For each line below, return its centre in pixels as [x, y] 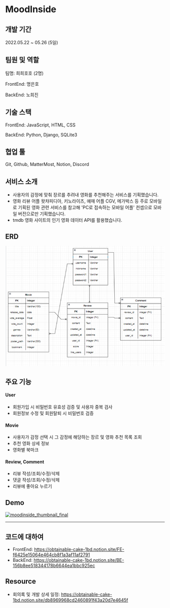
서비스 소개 [22, 181]
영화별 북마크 [26, 450]
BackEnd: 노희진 [22, 94]
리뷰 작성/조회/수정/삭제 [36, 474]
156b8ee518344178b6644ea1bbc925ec [54, 566]
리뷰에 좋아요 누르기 [32, 486]
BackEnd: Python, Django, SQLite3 [41, 134]
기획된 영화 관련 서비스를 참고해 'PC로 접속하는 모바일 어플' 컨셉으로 [85, 208]
